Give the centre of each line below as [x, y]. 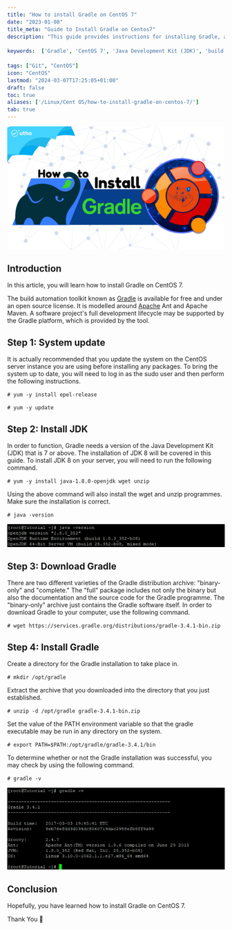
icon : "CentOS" [29, 73]
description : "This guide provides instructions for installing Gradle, [114, 37]
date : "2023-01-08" [35, 22]
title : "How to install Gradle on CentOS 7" [72, 15]
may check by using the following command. [71, 765]
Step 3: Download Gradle [62, 566]
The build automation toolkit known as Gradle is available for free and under [115, 298]
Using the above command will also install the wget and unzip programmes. [115, 494]
